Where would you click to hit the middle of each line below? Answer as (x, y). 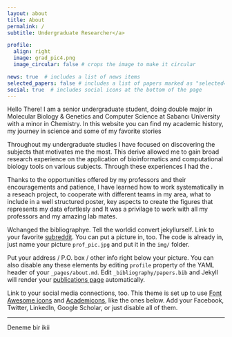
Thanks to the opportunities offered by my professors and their (97, 180)
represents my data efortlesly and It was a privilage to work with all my (108, 209)
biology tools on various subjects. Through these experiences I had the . (110, 167)
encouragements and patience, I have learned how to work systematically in (116, 187)
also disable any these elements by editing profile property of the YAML (111, 265)
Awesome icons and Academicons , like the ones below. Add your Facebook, (116, 300)
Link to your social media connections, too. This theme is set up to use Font (115, 293)
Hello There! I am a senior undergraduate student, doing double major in (110, 109)
